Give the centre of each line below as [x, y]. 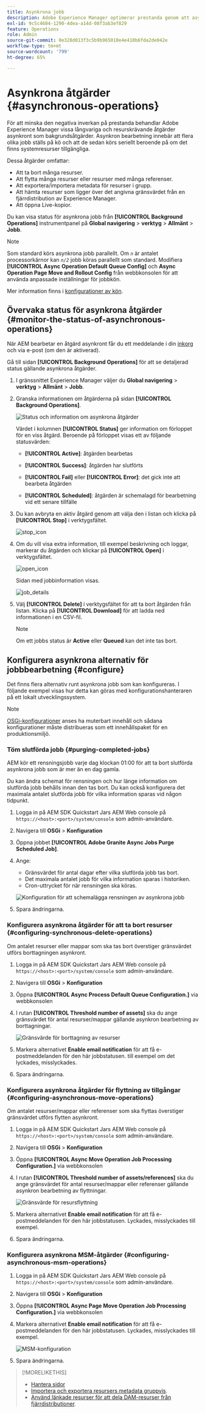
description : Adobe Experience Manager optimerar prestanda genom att [98, 18]
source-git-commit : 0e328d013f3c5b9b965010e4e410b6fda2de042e [87, 40]
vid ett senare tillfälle [51, 502]
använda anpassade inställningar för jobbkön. [64, 279]
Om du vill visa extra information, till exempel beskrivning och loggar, [102, 544]
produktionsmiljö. [29, 734]
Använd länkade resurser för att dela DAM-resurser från [101, 1397]
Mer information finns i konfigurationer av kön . [65, 291]
